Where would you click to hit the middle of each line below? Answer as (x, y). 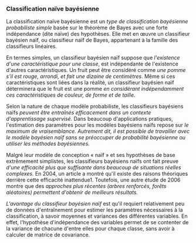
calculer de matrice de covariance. (48, 235)
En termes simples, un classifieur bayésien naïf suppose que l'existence (93, 58)
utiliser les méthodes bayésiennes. (48, 144)
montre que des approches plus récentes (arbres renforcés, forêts (86, 186)
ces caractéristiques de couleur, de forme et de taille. (71, 95)
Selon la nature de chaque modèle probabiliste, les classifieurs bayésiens (95, 107)
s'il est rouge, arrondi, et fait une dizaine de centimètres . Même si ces (91, 76)
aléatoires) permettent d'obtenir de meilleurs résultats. (72, 193)
